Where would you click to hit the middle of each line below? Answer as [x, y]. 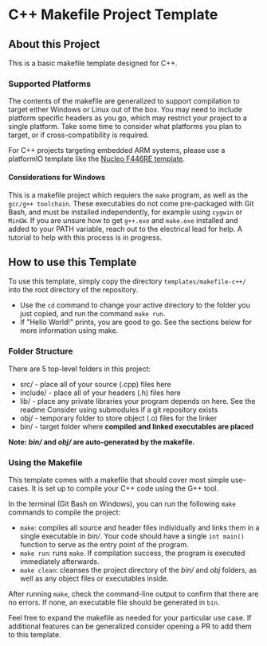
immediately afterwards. [59, 561]
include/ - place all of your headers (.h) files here [100, 393]
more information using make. [69, 331]
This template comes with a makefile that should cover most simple [119, 480]
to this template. [35, 634]
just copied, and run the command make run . [92, 314]
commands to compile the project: [65, 512]
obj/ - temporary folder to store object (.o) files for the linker [118, 418]
